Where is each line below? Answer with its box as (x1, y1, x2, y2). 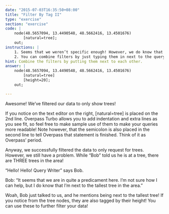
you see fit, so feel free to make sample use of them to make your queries (5, 121, 158, 127)
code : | (5, 26, 22, 31)
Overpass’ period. (5, 137, 43, 143)
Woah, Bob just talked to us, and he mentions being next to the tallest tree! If (5, 192, 163, 198)
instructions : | (5, 45, 39, 50)
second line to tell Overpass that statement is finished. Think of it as (5, 131, 146, 137)
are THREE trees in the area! (5, 157, 64, 164)
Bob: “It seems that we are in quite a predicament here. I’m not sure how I (5, 177, 157, 183)
